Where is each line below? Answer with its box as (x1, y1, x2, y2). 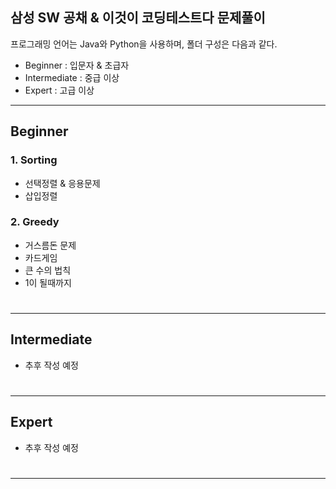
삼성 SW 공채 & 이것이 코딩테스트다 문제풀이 (10, 9, 266, 27)
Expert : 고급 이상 (24, 84, 95, 96)
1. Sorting (10, 153, 58, 167)
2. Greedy (10, 215, 60, 229)
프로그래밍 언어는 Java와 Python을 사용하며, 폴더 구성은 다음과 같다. (10, 38, 278, 50)
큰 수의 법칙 (24, 264, 72, 276)
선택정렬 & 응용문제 (24, 177, 101, 189)
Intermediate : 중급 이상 (24, 71, 120, 83)
